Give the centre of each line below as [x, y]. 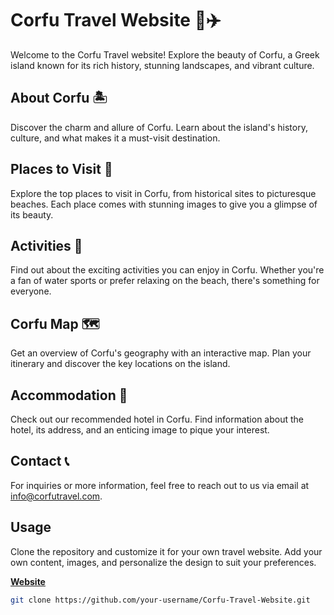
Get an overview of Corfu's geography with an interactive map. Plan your [161, 353]
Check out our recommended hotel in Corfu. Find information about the [157, 419]
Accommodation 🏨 [69, 395]
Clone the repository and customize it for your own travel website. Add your [166, 551]
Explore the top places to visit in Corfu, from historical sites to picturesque [163, 193]
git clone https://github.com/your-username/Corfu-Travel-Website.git [160, 600]
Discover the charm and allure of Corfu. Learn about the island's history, [159, 127]
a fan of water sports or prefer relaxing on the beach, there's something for [165, 281]
